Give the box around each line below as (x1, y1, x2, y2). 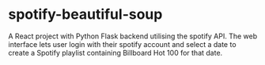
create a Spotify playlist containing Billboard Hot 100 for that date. (8, 48, 223, 57)
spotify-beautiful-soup (8, 5, 163, 23)
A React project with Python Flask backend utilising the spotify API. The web (8, 31, 258, 41)
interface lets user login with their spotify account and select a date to (8, 39, 237, 49)
